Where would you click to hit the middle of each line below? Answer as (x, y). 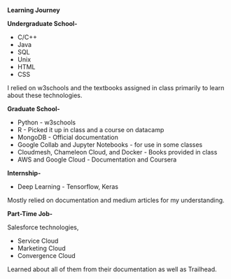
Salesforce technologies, (43, 227)
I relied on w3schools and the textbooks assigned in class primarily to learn (116, 88)
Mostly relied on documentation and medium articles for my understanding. (116, 200)
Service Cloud (38, 241)
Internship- (24, 173)
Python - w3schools (46, 122)
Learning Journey (34, 10)
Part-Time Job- (30, 214)
